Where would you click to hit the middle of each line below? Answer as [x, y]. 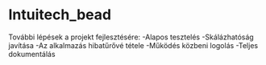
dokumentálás [32, 54]
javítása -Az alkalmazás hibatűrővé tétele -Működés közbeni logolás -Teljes [133, 45]
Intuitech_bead [60, 15]
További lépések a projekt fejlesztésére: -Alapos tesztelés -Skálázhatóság [131, 37]
